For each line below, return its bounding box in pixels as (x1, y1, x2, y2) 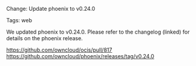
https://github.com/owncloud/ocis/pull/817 (6, 46, 113, 53)
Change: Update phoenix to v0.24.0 (6, 5, 96, 12)
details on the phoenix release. (6, 35, 83, 41)
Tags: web (6, 17, 32, 23)
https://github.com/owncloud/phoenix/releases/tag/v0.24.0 (6, 53, 154, 59)
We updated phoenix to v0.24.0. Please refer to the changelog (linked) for (6, 28, 190, 35)
